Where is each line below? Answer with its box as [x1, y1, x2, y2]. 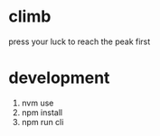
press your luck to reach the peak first [8, 36, 151, 47]
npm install [21, 106, 63, 118]
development [8, 68, 110, 88]
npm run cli [21, 116, 64, 127]
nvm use [21, 97, 54, 108]
